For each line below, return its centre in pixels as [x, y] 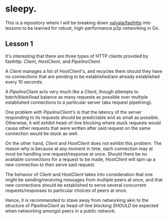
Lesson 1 [19, 44]
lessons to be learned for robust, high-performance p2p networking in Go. [82, 28]
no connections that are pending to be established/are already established [82, 77]
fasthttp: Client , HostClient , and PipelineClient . [53, 61]
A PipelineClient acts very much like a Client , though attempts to [72, 92]
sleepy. [21, 9]
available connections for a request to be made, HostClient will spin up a [80, 159]
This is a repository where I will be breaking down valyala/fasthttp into [78, 23]
